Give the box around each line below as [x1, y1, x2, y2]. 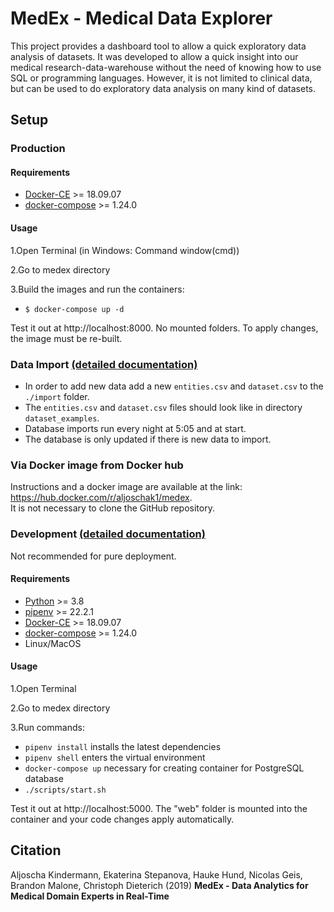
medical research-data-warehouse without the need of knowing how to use [10, 61, 322, 73]
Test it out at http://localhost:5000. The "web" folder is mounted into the [10, 802, 308, 814]
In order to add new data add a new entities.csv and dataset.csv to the [24, 380, 324, 392]
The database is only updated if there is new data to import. [24, 433, 272, 445]
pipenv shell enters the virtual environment [24, 751, 206, 763]
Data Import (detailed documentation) [10, 357, 198, 371]
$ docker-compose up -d [24, 304, 125, 314]
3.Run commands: [10, 721, 85, 733]
